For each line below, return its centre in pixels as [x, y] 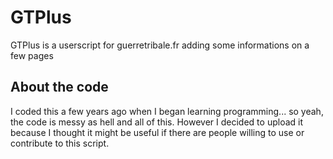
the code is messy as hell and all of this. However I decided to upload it [157, 122]
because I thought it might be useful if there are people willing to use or [157, 132]
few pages [32, 55]
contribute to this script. [60, 143]
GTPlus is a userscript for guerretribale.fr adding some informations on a [160, 45]
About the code [59, 87]
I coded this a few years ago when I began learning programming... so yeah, [167, 111]
